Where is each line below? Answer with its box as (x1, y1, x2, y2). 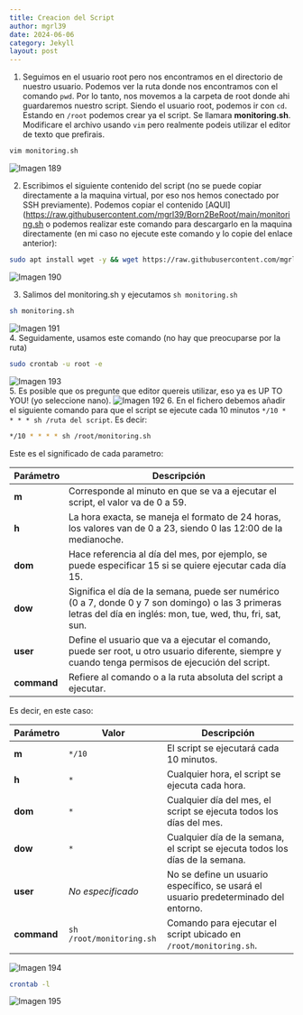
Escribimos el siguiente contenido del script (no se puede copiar (22, 180, 262, 190)
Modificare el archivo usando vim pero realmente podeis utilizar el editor (22, 119, 291, 131)
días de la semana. (166, 854, 246, 866)
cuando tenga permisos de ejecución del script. (68, 656, 271, 669)
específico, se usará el (166, 879, 262, 891)
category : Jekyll (9, 38, 75, 48)
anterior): (22, 238, 58, 248)
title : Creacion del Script (9, 13, 115, 23)
